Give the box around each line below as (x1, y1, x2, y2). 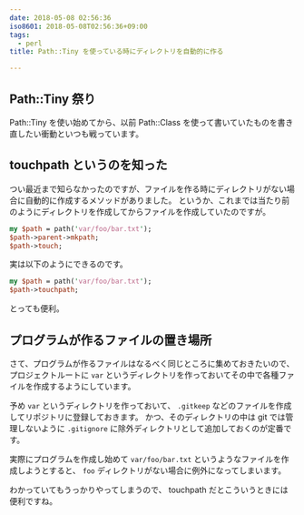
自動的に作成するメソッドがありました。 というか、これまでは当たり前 (25, 195, 290, 206)
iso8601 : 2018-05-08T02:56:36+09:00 (9, 22, 148, 31)
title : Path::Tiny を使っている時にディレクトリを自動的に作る (9, 47, 224, 56)
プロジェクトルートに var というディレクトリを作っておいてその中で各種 (9, 369, 279, 380)
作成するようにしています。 (33, 380, 136, 391)
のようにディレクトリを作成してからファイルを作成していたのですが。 (9, 206, 270, 217)
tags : (9, 30, 30, 39)
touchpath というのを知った (9, 157, 168, 173)
